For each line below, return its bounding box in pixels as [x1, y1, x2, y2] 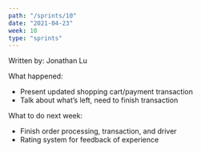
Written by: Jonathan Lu [8, 56, 88, 66]
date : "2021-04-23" [8, 19, 74, 27]
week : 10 [8, 26, 38, 34]
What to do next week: [8, 111, 82, 121]
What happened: [8, 71, 63, 81]
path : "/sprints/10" [8, 11, 78, 20]
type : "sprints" [8, 34, 62, 42]
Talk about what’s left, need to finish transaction [19, 95, 179, 105]
